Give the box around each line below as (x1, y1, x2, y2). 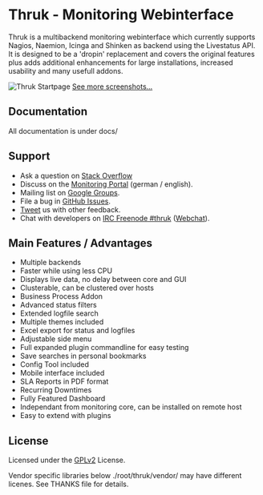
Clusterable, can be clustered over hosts (19, 283, 155, 293)
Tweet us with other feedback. (19, 204, 121, 214)
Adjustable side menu (19, 334, 92, 344)
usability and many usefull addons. (8, 66, 123, 75)
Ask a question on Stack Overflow (19, 171, 133, 180)
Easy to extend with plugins (19, 411, 111, 421)
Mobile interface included (19, 368, 105, 378)
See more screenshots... (71, 82, 153, 91)
